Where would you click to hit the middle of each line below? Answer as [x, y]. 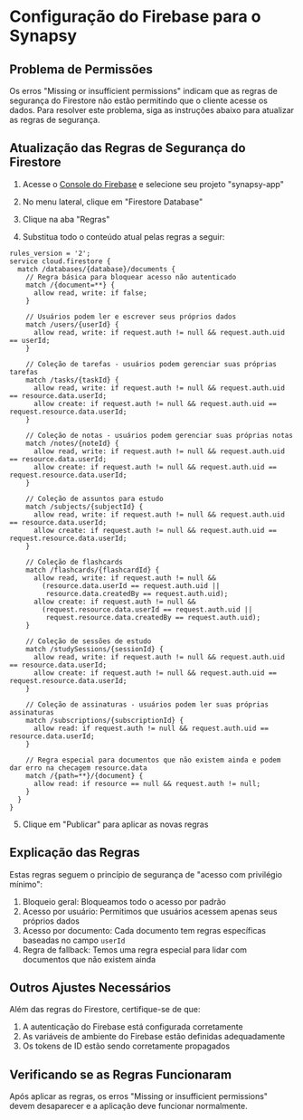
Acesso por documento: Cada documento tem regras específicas [144, 930]
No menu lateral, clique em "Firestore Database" [113, 202]
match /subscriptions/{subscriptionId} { [104, 720]
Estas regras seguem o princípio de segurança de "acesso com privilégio [146, 874]
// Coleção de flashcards [75, 562]
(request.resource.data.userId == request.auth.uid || [147, 609]
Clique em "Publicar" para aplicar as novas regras [115, 824]
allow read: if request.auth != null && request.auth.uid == [151, 728]
